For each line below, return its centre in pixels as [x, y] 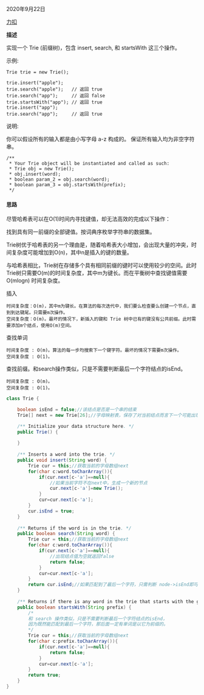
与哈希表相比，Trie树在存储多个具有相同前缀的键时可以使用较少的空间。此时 [102, 265]
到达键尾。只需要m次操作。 [39, 313]
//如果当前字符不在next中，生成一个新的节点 [98, 483]
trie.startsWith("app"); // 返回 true [54, 102]
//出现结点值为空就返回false [82, 556]
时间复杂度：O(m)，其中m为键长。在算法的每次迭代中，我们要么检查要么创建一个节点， [99, 306]
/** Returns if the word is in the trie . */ [74, 528]
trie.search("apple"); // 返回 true [54, 89]
